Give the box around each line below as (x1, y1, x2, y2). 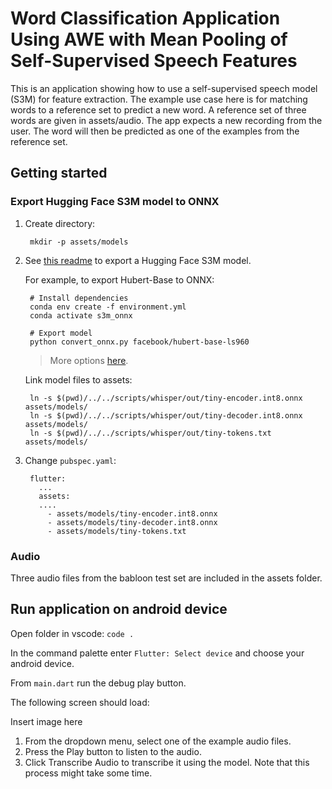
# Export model (29, 328, 93, 338)
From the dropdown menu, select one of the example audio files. (24, 735, 292, 747)
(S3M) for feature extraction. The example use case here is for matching (10, 93, 308, 105)
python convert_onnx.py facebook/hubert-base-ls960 (29, 337, 250, 347)
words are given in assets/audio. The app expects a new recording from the (10, 114, 323, 126)
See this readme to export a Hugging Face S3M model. (24, 254, 252, 266)
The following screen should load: (10, 696, 150, 708)
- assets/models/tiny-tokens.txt (47, 526, 187, 536)
